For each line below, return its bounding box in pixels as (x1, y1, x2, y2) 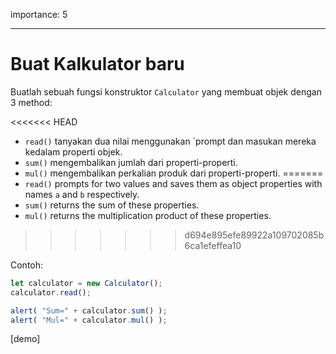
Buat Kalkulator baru (10, 53, 185, 76)
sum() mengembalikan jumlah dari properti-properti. (24, 156, 238, 168)
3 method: (10, 96, 53, 108)
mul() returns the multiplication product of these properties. (24, 209, 272, 221)
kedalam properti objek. (24, 145, 123, 158)
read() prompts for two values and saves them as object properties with (24, 177, 323, 189)
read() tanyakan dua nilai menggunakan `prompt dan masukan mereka (24, 135, 317, 147)
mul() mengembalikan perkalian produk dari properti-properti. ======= (24, 167, 324, 179)
